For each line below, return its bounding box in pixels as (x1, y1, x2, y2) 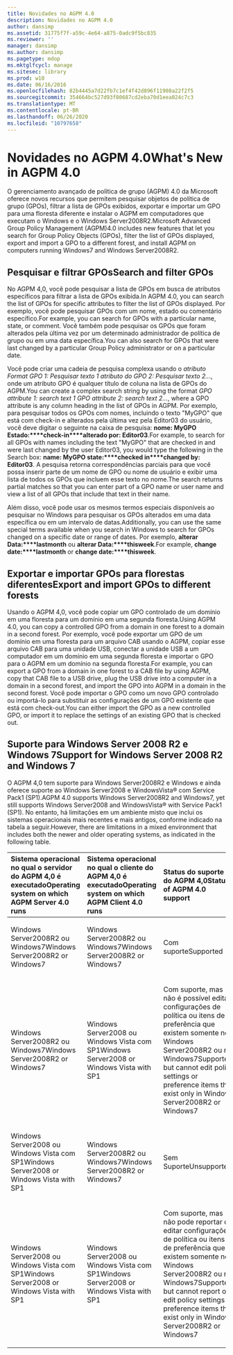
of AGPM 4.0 (163, 884, 207, 894)
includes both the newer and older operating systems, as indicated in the (7, 830, 216, 838)
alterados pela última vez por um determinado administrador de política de (7, 329, 221, 337)
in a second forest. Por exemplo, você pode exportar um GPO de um (7, 630, 202, 638)
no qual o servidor (10, 862, 73, 872)
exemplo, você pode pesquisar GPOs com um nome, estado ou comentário (7, 307, 222, 316)
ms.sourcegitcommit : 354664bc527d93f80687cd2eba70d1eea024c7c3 (7, 94, 194, 101)
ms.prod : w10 (7, 74, 45, 82)
